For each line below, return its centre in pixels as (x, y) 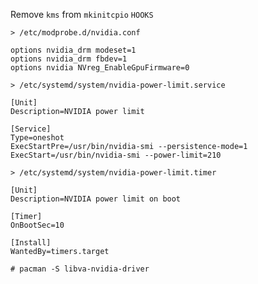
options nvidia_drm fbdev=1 (69, 59)
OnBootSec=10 (37, 225)
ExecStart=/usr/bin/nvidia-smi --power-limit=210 (116, 155)
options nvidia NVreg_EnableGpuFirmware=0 (100, 68)
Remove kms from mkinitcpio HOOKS (82, 14)
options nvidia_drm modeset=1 (73, 50)
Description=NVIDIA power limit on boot (96, 199)
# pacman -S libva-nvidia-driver (80, 269)
